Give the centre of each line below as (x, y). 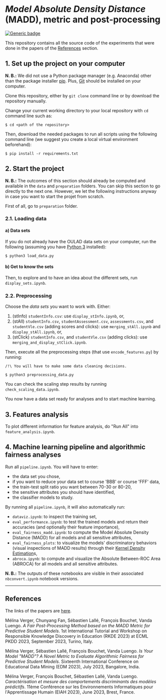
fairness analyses (33, 455)
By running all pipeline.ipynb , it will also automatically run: (65, 507)
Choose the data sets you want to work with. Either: (58, 306)
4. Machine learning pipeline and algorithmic (75, 447)
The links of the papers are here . (38, 611)
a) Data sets (18, 230)
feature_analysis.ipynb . (30, 432)
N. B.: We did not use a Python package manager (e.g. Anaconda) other (78, 76)
